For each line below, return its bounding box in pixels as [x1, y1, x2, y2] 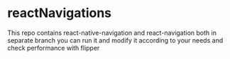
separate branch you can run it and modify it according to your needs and [7, 36, 224, 44]
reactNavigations [7, 5, 112, 21]
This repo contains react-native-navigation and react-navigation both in [7, 28, 217, 37]
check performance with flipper [7, 43, 100, 52]
